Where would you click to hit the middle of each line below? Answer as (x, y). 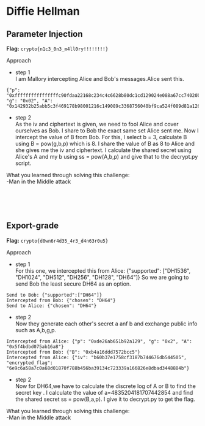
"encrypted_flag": (30, 363)
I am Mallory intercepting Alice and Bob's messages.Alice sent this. (99, 79)
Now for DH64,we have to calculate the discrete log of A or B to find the (106, 386)
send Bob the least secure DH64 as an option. (73, 284)
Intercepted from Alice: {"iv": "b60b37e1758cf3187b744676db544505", (97, 357)
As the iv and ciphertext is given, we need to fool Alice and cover (97, 124)
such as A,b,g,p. (36, 330)
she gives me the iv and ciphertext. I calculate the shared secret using (103, 150)
